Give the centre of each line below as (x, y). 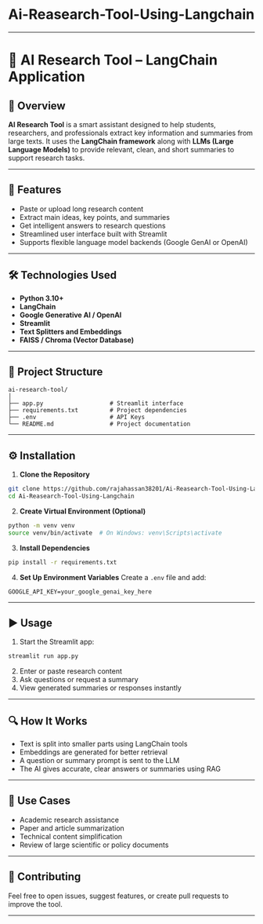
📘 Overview (37, 106)
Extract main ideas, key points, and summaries (95, 217)
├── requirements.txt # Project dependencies (98, 411)
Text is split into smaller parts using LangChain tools (103, 744)
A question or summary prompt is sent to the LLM (99, 761)
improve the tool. (35, 904)
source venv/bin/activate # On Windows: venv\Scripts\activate (115, 533)
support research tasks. (47, 158)
